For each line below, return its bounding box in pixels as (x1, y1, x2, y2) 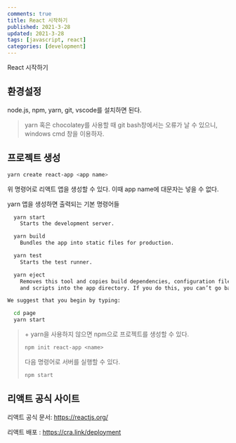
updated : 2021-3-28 (7, 30, 65, 37)
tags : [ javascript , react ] (7, 37, 86, 44)
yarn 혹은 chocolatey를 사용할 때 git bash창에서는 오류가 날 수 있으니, (24, 120, 218, 129)
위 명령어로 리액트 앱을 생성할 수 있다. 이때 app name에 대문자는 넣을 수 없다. (7, 184, 219, 193)
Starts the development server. (20, 220, 114, 227)
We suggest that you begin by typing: (7, 297, 121, 304)
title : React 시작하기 (7, 17, 68, 24)
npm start (24, 371, 54, 378)
